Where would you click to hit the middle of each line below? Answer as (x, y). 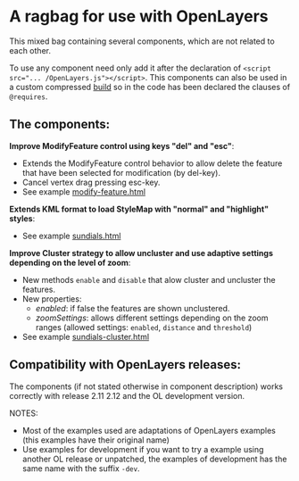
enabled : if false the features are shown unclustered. (133, 308)
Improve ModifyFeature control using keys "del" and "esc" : (122, 145)
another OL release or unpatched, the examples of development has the (154, 459)
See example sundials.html (71, 236)
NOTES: (24, 413)
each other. (30, 50)
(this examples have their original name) (96, 440)
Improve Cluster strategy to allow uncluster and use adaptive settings (141, 253)
